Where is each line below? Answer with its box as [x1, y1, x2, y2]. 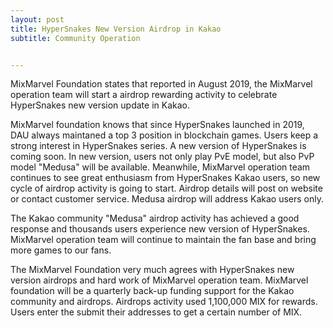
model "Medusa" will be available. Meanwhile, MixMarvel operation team [10, 161, 311, 173]
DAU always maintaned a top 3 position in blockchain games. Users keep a [10, 129, 319, 141]
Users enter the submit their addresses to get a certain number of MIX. [10, 306, 303, 318]
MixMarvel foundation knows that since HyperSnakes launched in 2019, [10, 119, 305, 131]
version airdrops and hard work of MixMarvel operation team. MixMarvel [10, 274, 309, 286]
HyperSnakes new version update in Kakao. [10, 99, 190, 111]
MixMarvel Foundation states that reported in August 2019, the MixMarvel [10, 78, 313, 90]
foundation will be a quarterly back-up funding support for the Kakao [10, 285, 295, 297]
